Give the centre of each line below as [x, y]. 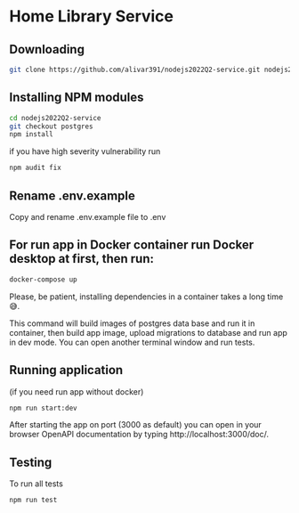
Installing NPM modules [77, 98]
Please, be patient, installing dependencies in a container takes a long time [146, 297]
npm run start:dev [43, 408]
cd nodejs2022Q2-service [55, 118]
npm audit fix [36, 168]
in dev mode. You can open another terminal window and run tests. [132, 342]
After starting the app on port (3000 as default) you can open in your [136, 425]
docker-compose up [43, 279]
